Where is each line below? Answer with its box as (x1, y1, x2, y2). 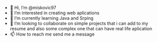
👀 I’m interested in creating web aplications (10, 10, 100, 16)
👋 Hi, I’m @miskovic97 (10, 5, 56, 10)
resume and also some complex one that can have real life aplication (10, 26, 152, 32)
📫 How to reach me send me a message (10, 31, 95, 37)
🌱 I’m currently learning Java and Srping (10, 15, 94, 21)
